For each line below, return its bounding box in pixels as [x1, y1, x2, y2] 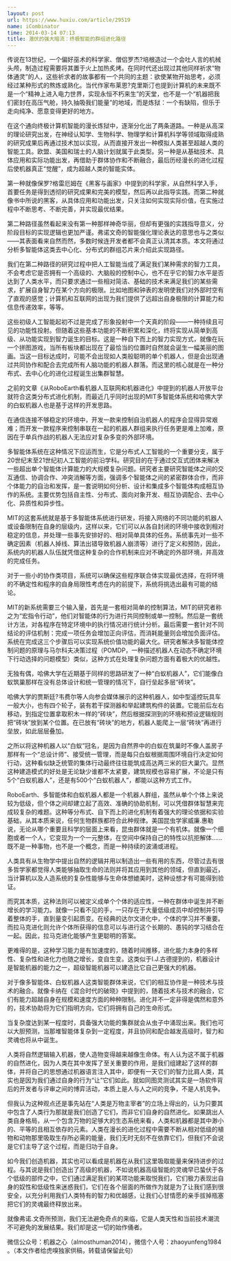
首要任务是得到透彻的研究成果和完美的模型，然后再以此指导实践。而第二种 [7, 188, 218, 196]
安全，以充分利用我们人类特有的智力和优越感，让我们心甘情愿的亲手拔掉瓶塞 [7, 1192, 224, 1200]
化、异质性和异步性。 [7, 499, 67, 508]
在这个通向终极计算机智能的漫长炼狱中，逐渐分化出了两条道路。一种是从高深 [7, 122, 224, 130]
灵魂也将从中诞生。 [7, 1036, 62, 1044]
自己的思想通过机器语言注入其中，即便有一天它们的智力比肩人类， [30, 1068, 218, 1076]
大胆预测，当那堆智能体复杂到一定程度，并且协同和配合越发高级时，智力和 [12, 1027, 224, 1035]
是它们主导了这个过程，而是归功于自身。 [7, 1143, 122, 1151]
